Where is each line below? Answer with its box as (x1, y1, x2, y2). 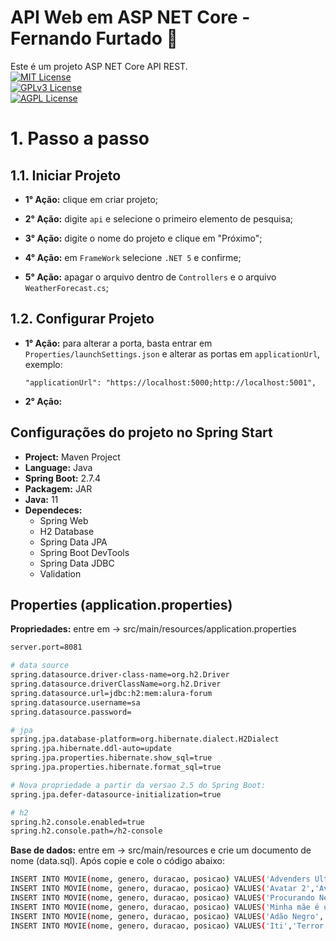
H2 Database (39, 525, 95, 537)
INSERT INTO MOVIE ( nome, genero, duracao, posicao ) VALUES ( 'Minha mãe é (10, 902, 320, 912)
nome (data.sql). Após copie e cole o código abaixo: (10, 855, 225, 867)
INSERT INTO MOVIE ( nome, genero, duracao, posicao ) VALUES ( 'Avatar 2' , (10, 884, 315, 894)
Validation (39, 567, 82, 580)
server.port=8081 (10, 642, 83, 653)
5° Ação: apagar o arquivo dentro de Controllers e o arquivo (24, 271, 277, 283)
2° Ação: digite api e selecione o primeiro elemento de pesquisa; (24, 212, 294, 225)
